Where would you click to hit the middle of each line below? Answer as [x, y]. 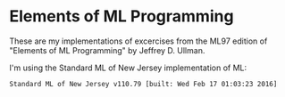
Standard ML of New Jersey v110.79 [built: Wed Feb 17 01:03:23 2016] [143, 84]
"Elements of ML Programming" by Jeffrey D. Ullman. [107, 50]
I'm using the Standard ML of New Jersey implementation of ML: [128, 68]
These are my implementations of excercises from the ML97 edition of [138, 41]
